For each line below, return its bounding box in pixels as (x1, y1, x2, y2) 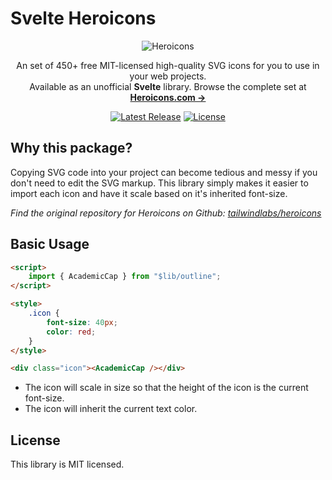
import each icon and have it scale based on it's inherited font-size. (10, 187, 288, 199)
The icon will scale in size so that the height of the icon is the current (24, 382, 309, 394)
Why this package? (10, 140, 133, 157)
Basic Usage (10, 236, 90, 253)
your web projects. (129, 70, 207, 82)
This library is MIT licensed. (10, 458, 125, 471)
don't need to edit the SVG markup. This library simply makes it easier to (10, 177, 309, 189)
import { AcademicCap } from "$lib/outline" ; (28, 272, 222, 282)
